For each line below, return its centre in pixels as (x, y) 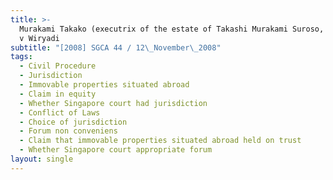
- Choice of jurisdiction (73, 122)
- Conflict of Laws (60, 112)
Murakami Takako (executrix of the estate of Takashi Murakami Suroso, (172, 29)
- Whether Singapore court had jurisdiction (113, 103)
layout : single (42, 159)
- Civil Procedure (58, 66)
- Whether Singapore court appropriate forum (116, 150)
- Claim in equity (58, 94)
